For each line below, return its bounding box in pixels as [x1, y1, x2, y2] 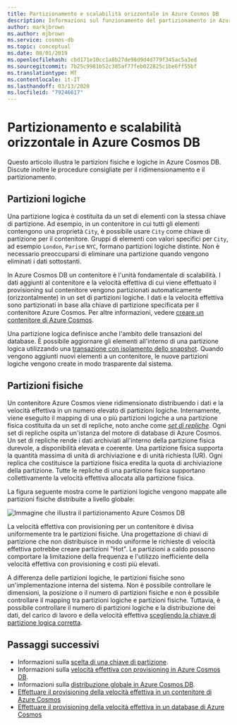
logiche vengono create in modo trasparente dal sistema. [7, 359, 174, 368]
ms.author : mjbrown [7, 30, 65, 37]
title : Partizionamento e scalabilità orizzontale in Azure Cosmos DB [7, 10, 219, 18]
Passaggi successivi [7, 639, 100, 651]
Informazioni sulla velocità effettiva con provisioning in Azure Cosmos [17, 665, 221, 673]
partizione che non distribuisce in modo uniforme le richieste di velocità [7, 537, 216, 546]
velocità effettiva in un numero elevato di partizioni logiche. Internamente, [7, 406, 221, 414]
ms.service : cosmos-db [7, 37, 74, 44]
